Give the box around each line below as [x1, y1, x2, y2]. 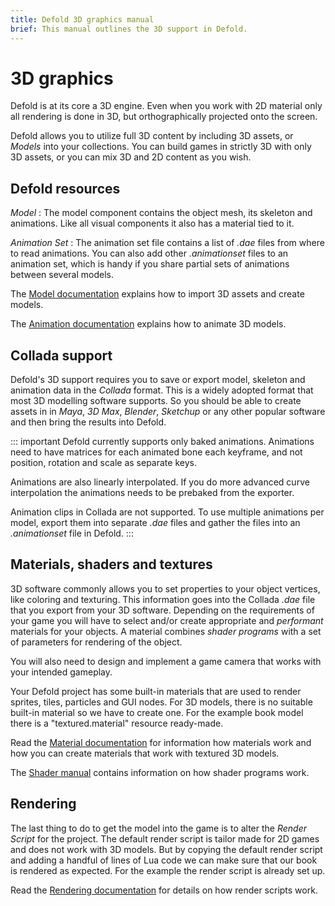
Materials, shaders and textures [10, 556, 213, 573]
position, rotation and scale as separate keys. [10, 457, 197, 469]
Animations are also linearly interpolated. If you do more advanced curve [10, 476, 310, 488]
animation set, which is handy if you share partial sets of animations [10, 258, 290, 270]
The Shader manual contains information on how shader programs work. [10, 766, 310, 778]
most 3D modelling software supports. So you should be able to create [10, 395, 302, 407]
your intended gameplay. [10, 666, 113, 678]
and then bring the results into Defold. [10, 416, 167, 428]
